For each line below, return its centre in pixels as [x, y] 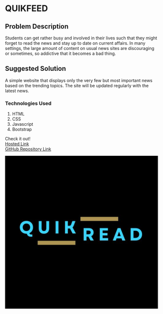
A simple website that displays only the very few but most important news [79, 80]
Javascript [23, 124]
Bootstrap [22, 130]
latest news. [17, 91]
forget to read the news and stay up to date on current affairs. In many [75, 43]
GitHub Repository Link [28, 149]
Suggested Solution [36, 69]
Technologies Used [28, 103]
